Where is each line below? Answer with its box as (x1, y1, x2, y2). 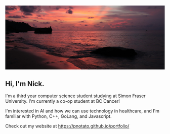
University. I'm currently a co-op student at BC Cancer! (5, 98, 120, 104)
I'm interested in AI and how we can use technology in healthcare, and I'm (5, 108, 160, 114)
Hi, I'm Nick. (5, 79, 45, 88)
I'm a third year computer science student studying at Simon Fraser (5, 93, 146, 99)
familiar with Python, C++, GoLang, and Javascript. (5, 113, 112, 119)
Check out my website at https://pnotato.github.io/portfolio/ (5, 123, 130, 129)
